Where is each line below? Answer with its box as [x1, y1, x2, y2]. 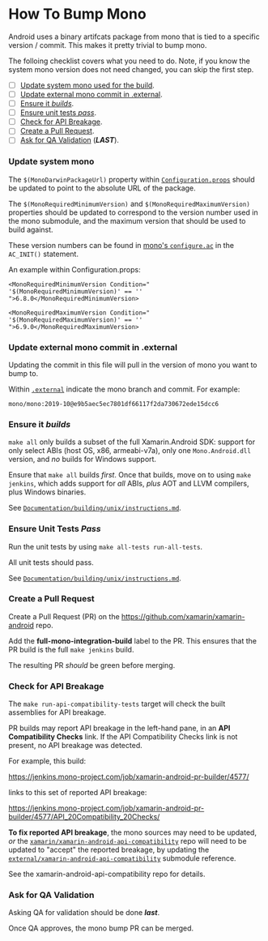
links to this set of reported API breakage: [8, 788, 147, 798]
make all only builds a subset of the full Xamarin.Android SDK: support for [8, 437, 256, 447]
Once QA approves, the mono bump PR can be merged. [8, 923, 194, 933]
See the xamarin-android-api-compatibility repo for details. [8, 869, 206, 879]
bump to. [8, 368, 39, 378]
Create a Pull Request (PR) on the [8, 611, 120, 621]
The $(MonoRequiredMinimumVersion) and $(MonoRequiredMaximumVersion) [8, 199, 251, 208]
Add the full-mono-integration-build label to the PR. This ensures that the [8, 635, 257, 645]
